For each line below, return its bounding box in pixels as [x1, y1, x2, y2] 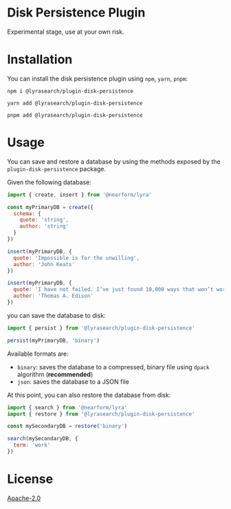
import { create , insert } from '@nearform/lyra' [7, 191, 153, 198]
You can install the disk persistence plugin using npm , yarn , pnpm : [7, 74, 188, 83]
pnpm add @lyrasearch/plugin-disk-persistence [7, 111, 143, 118]
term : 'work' [13, 442, 51, 448]
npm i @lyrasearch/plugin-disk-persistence [7, 87, 134, 94]
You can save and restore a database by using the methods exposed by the [7, 157, 221, 166]
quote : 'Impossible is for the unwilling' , [13, 254, 140, 261]
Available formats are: [7, 349, 69, 358]
